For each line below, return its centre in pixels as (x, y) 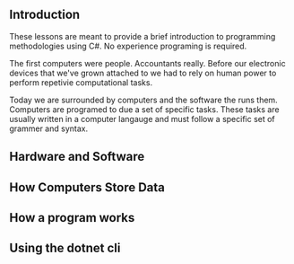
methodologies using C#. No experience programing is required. (128, 46)
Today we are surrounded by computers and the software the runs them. (143, 100)
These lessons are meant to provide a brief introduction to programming (143, 36)
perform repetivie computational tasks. (81, 82)
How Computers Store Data (87, 187)
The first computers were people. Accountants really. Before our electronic (147, 63)
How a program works (72, 218)
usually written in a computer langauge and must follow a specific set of (142, 119)
